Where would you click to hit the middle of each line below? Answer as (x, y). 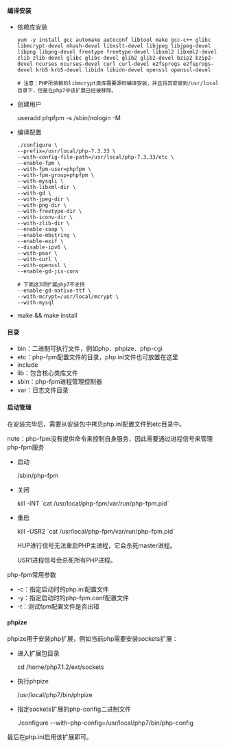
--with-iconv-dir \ (45, 217)
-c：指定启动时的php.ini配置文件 (63, 589)
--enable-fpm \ (39, 163)
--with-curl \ (37, 260)
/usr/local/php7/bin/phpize (55, 694)
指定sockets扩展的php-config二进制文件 (74, 709)
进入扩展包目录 (38, 653)
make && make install (47, 315)
